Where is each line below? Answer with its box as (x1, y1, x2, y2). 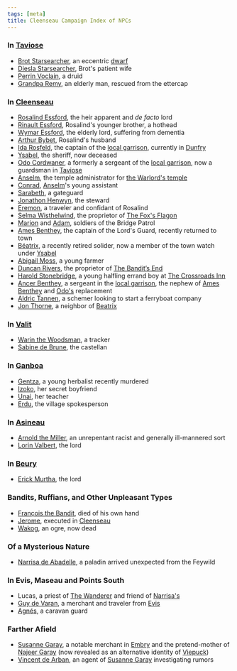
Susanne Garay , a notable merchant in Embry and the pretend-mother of (17, 640, 230, 649)
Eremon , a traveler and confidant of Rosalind (17, 204, 148, 212)
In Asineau (7, 417, 45, 427)
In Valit (7, 320, 32, 329)
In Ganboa (7, 361, 44, 371)
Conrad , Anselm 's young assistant (17, 181, 118, 190)
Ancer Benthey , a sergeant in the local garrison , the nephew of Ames (17, 279, 220, 288)
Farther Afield (7, 624, 57, 634)
